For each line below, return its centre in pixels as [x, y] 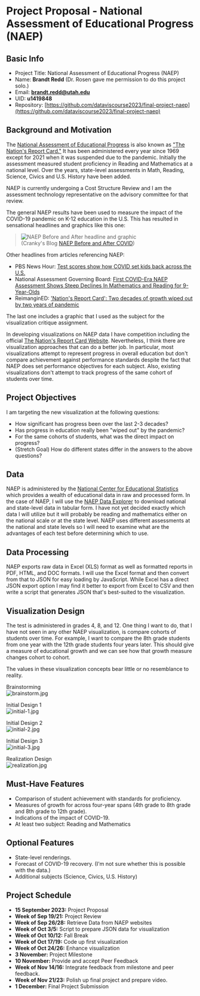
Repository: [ [30, 105]
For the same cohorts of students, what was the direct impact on [94, 437]
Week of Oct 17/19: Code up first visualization [71, 941]
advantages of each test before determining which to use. [78, 533]
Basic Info [25, 58]
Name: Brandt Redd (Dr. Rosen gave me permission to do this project [100, 79]
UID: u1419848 [33, 98]
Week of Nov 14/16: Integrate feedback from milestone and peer [94, 967]
